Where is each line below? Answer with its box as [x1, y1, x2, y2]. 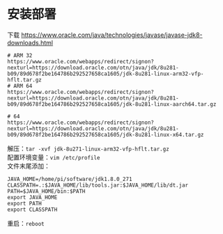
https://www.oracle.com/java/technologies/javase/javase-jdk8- [20, 31, 203, 39]
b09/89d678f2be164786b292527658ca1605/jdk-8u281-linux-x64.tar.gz [7, 131, 204, 138]
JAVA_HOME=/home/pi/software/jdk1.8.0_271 [7, 175, 132, 182]
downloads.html [7, 38, 54, 47]
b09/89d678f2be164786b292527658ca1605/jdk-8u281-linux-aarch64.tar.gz [7, 100, 217, 108]
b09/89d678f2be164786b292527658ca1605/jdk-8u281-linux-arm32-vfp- [7, 70, 204, 77]
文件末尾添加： [7, 162, 50, 170]
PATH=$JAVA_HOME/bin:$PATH [7, 187, 86, 195]
